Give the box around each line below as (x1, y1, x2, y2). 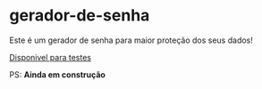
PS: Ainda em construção (9, 69, 106, 80)
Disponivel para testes (9, 52, 92, 62)
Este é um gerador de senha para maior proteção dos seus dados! (9, 35, 253, 45)
